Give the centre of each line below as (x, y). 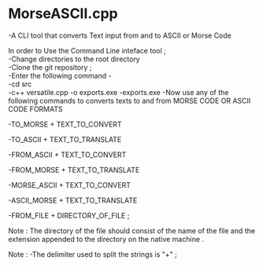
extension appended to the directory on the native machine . (106, 239)
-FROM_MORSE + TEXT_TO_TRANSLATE (74, 170)
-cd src (20, 84)
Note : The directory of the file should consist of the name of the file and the (132, 230)
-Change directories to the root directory (74, 59)
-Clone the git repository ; (50, 67)
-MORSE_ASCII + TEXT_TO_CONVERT (70, 185)
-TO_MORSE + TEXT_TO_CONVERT (65, 124)
